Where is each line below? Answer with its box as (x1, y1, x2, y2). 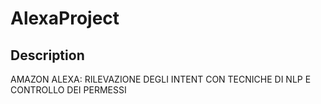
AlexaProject (10, 7, 120, 30)
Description (10, 47, 85, 64)
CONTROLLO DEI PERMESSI (10, 84, 127, 96)
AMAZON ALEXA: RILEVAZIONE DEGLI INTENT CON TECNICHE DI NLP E (10, 73, 312, 85)
